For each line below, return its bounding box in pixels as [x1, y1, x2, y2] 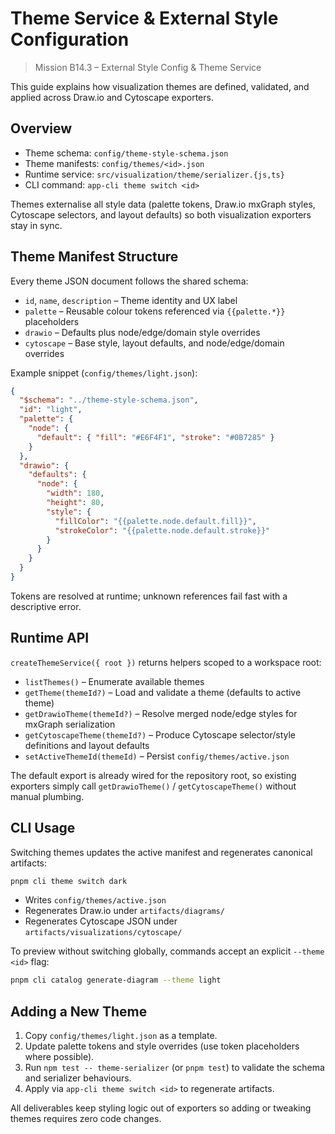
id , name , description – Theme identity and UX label [24, 294, 238, 306]
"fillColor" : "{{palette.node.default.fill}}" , [54, 516, 257, 526]
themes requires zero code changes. [10, 1113, 162, 1125]
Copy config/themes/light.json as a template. [24, 1030, 218, 1042]
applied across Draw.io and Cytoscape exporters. [10, 91, 214, 103]
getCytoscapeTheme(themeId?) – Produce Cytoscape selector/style [24, 728, 297, 741]
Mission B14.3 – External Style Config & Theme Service [34, 61, 262, 73]
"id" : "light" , [19, 405, 83, 415]
